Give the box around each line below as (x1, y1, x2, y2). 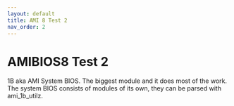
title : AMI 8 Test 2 (7, 17, 68, 24)
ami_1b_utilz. (7, 92, 44, 100)
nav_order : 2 (7, 23, 46, 30)
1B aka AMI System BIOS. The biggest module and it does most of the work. (7, 77, 228, 85)
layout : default (7, 10, 55, 18)
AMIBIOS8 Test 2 (7, 53, 109, 69)
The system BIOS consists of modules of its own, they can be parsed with (7, 84, 222, 93)
